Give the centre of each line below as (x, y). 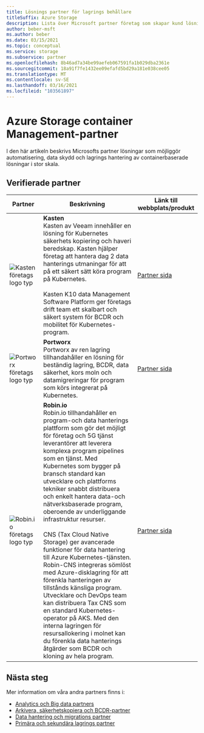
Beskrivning (87, 204)
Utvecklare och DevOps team (85, 595)
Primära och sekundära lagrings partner (65, 723)
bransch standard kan (74, 473)
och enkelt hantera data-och (84, 496)
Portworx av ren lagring (77, 349)
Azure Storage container (70, 121)
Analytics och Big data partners (54, 704)
